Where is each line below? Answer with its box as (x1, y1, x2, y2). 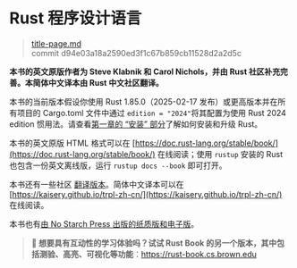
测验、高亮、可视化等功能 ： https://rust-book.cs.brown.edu (38, 248, 258, 259)
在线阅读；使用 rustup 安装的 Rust (157, 148, 284, 159)
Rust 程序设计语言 (9, 8, 142, 29)
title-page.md (30, 38, 82, 49)
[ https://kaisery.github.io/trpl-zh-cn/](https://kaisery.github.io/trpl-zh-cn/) (9, 188, 283, 199)
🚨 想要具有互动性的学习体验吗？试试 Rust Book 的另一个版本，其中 (30, 238, 277, 248)
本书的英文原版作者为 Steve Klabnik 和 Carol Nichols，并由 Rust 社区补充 (9, 66, 281, 77)
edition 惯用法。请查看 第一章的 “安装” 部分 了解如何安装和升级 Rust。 (9, 118, 263, 130)
